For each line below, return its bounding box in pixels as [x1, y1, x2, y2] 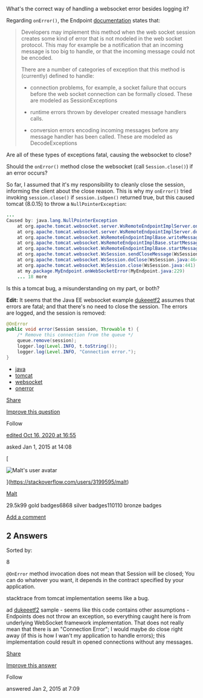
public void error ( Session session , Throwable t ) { [6, 326, 139, 333]
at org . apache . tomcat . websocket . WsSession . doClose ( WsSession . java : [17, 257, 190, 263]
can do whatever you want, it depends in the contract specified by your [6, 577, 184, 584]
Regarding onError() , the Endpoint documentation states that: [6, 17, 161, 24]
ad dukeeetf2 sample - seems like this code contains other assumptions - [6, 606, 190, 613]
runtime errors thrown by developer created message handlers [30, 109, 187, 115]
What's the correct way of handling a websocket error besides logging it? [6, 5, 189, 12]
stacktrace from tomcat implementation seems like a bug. [6, 595, 150, 602]
